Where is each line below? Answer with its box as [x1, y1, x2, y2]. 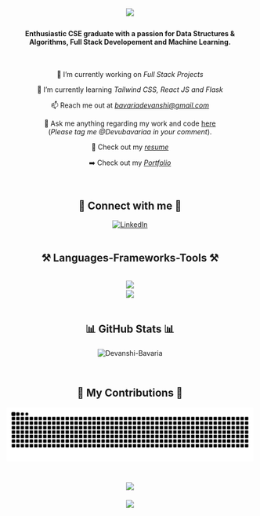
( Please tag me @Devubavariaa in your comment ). [48, 127, 212, 137]
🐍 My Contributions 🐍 [77, 386, 183, 399]
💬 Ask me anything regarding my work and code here [44, 119, 216, 128]
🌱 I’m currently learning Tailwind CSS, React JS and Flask [37, 85, 223, 94]
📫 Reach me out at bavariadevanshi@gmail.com [50, 101, 210, 110]
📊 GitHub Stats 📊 [85, 323, 175, 336]
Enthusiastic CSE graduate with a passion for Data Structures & [24, 28, 236, 38]
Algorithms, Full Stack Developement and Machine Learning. [29, 37, 231, 46]
